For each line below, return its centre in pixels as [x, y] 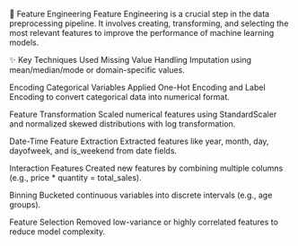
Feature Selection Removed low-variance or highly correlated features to [144, 222]
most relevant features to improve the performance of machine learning [142, 33]
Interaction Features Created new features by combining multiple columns [146, 168]
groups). [25, 205]
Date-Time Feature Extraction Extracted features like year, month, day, [139, 141]
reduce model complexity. [57, 232]
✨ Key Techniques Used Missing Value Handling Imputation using [131, 60]
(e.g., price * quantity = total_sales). [75, 178]
